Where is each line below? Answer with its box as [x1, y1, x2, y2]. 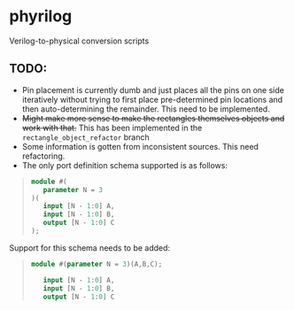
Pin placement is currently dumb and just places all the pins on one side [21, 84, 285, 95]
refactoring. [21, 151, 66, 161]
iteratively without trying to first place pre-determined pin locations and [21, 94, 283, 105]
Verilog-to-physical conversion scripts [9, 35, 150, 46]
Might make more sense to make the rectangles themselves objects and [21, 112, 285, 123]
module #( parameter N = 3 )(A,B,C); [30, 260, 163, 268]
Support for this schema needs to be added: [9, 242, 171, 253]
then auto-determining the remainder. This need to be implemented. [21, 104, 270, 114]
